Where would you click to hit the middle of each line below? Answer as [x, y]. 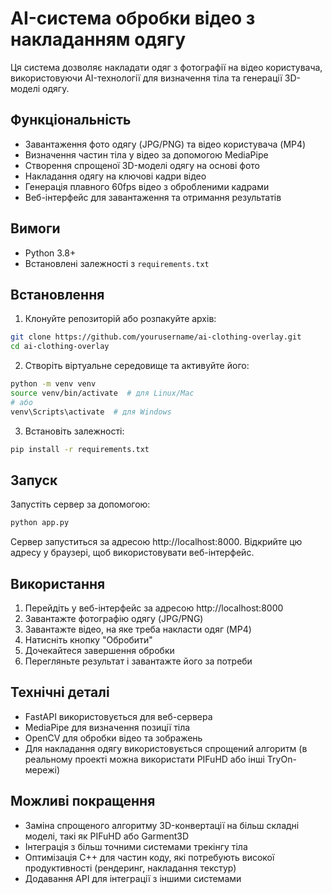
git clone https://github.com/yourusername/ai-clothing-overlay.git [156, 337]
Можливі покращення [83, 801]
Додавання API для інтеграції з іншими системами [133, 878]
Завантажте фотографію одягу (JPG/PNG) [114, 618]
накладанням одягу [98, 39]
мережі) [42, 769]
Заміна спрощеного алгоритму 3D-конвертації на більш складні [162, 825]
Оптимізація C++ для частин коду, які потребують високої [149, 857]
